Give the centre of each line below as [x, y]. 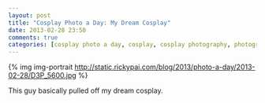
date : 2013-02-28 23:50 [47, 30]
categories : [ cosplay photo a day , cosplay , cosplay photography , [119, 45]
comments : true [33, 37]
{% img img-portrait [41, 67]
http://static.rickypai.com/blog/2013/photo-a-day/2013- [165, 67]
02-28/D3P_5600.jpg [42, 75]
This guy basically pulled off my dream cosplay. [86, 90]
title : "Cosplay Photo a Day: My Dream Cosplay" [90, 23]
